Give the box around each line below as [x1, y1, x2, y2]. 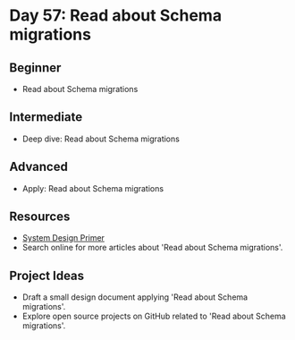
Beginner [9, 60, 62, 75]
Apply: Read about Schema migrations [21, 183, 164, 193]
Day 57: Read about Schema [9, 5, 222, 26]
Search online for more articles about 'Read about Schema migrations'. [21, 242, 283, 253]
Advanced [9, 159, 69, 174]
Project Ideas [9, 268, 85, 283]
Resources [9, 209, 71, 225]
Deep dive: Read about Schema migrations [21, 133, 181, 144]
